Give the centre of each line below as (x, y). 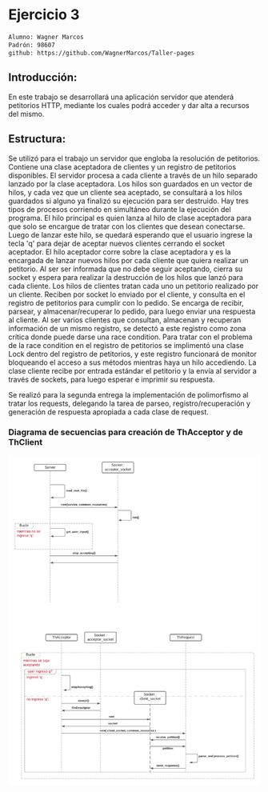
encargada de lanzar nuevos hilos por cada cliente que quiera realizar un (128, 260)
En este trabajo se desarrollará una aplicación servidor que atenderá (121, 97)
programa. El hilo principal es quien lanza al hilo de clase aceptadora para (130, 218)
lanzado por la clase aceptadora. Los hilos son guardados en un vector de (130, 184)
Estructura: (37, 139)
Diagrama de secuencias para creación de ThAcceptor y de (126, 432)
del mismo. (26, 114)
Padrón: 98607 (32, 45)
